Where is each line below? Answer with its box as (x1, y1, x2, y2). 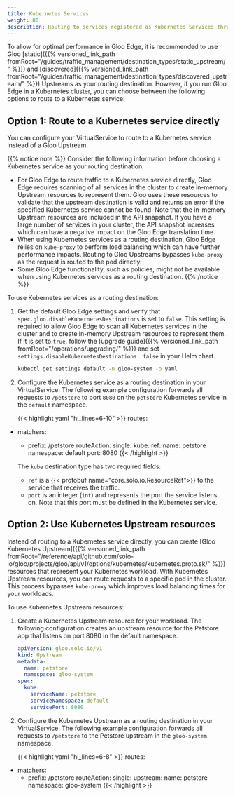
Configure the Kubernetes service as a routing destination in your (17, 378, 206, 386)
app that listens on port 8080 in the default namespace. (17, 631, 178, 640)
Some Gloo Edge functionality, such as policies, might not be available (17, 265, 220, 274)
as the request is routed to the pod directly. (17, 257, 142, 267)
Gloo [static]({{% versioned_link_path (7, 50, 115, 58)
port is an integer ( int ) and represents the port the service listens (27, 491, 218, 499)
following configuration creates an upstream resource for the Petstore (17, 623, 219, 632)
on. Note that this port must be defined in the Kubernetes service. (27, 499, 218, 507)
